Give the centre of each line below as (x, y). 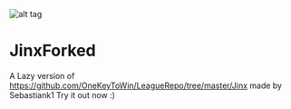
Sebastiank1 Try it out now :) (63, 94)
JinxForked (53, 51)
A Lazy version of (42, 75)
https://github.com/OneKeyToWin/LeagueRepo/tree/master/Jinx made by (146, 85)
